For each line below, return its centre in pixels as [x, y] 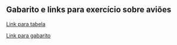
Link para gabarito [29, 36]
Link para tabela [26, 24]
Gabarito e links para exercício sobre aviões [89, 10]
